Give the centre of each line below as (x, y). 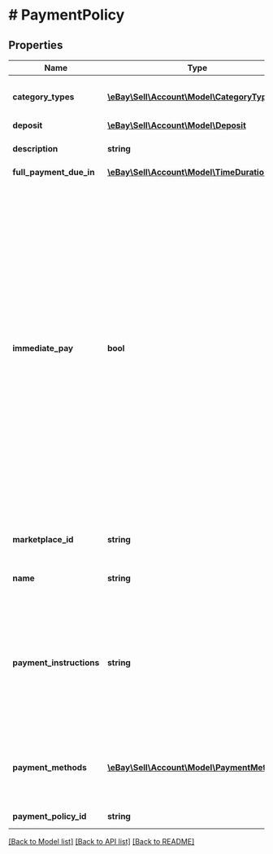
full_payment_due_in (54, 172)
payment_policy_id (50, 816)
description (35, 149)
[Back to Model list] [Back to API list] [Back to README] (102, 841)
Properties (36, 45)
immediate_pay (43, 348)
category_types (43, 97)
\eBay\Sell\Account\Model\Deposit (176, 125)
